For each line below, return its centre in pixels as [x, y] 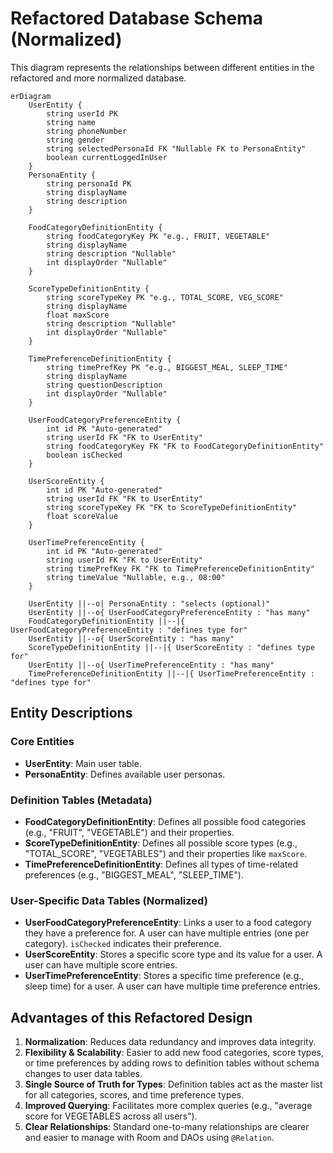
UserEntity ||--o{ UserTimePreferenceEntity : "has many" [151, 665]
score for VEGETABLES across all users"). [111, 1116]
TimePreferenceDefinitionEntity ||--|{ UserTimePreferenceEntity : [171, 673]
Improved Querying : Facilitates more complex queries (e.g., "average [168, 1106]
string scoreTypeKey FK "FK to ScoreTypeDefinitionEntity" [172, 507]
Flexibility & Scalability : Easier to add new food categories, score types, [174, 1053]
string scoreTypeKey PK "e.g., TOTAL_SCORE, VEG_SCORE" [165, 297]
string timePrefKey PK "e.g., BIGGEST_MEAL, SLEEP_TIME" [167, 367]
